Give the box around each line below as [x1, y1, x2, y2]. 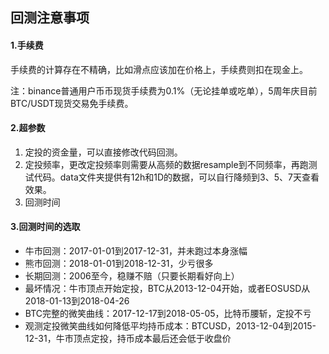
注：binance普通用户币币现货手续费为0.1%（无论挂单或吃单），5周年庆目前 [10, 84, 318, 97]
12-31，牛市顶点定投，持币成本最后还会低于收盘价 [24, 333, 232, 344]
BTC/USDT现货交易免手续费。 [10, 97, 134, 109]
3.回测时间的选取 [10, 221, 81, 233]
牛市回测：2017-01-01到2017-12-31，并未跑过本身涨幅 [24, 245, 248, 257]
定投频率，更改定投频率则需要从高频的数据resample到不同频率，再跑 [24, 158, 309, 170]
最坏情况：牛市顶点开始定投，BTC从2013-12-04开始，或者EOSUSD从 [24, 283, 311, 294]
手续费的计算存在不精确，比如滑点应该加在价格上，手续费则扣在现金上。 [10, 63, 308, 75]
